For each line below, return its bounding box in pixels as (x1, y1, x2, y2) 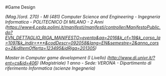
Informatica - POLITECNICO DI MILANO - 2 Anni (5, 19, 104, 25)
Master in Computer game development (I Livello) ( (5, 55, 109, 61)
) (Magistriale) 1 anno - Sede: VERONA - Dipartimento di (37, 60, 152, 66)
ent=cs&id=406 (5, 60, 38, 66)
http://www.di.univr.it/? (108, 55, 156, 61)
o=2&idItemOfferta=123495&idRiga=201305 (5, 45, 95, 51)
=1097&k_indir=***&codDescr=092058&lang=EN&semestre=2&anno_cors (5, 40, 159, 46)
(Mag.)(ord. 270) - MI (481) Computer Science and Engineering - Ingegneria (5, 14, 161, 19)
